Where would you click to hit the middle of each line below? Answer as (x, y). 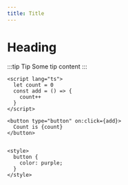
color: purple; (41, 163)
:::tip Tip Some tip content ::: (47, 66)
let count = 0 (33, 85)
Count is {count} (38, 127)
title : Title (26, 13)
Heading (32, 47)
